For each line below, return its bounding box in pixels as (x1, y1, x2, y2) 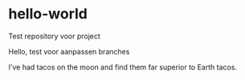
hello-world (8, 5, 88, 23)
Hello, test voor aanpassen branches (8, 46, 130, 56)
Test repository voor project (8, 31, 100, 41)
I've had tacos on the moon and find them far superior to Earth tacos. (8, 62, 238, 72)
